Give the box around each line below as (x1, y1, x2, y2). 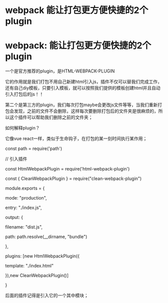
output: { (5, 214, 23, 220)
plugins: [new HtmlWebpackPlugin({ (5, 253, 80, 259)
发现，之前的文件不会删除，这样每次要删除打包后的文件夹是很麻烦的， (13, 108, 158, 114)
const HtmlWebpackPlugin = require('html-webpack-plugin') (5, 166, 130, 172)
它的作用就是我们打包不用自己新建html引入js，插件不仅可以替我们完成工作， (5, 78, 162, 85)
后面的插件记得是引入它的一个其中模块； (5, 292, 88, 298)
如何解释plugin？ (5, 125, 40, 131)
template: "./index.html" (5, 263, 54, 269)
